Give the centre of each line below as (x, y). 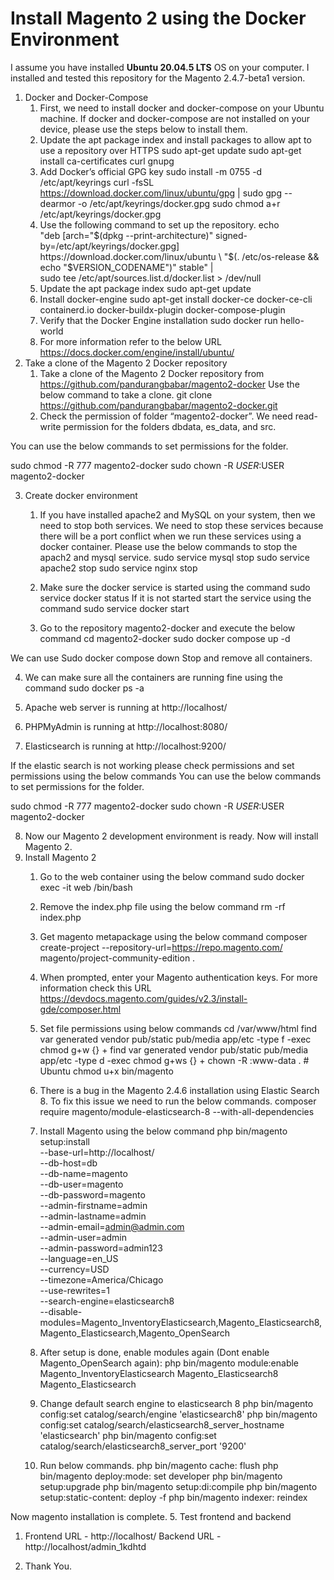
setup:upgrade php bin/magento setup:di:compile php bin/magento (178, 1486)
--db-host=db (68, 1163)
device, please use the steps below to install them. (143, 129)
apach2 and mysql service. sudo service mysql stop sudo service (175, 557)
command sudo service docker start (114, 608)
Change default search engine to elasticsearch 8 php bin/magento (176, 1403)
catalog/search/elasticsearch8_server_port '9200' (143, 1446)
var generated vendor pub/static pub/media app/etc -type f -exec (175, 1039)
